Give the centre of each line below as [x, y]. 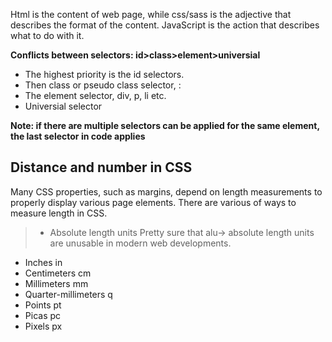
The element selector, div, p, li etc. [95, 95]
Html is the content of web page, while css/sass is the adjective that [151, 14]
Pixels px [43, 326]
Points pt [43, 305]
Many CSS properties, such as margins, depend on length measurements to [166, 191]
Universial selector [63, 106]
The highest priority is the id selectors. [104, 74]
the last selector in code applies [78, 136]
